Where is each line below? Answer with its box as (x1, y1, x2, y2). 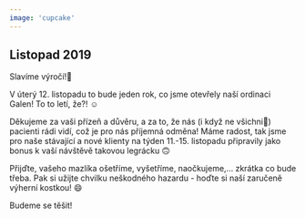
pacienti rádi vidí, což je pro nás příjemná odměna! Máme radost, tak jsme (9, 126, 287, 137)
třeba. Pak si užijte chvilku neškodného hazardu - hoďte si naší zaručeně (9, 172, 283, 183)
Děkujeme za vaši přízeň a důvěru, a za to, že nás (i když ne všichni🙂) (9, 116, 271, 128)
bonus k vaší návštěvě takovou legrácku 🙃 (9, 145, 171, 156)
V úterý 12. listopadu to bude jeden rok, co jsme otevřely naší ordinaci (9, 88, 271, 100)
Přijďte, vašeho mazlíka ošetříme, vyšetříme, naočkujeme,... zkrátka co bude (9, 163, 297, 174)
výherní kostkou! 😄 (9, 182, 83, 193)
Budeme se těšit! (9, 200, 73, 211)
